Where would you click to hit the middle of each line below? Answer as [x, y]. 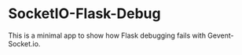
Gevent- [221, 35]
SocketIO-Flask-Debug [84, 14]
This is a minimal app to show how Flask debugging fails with [107, 35]
